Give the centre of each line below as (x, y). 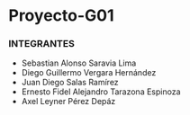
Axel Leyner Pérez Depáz (68, 102)
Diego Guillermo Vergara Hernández (89, 73)
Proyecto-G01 (61, 16)
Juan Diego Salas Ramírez (70, 83)
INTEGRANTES (42, 44)
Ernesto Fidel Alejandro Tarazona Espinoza (101, 92)
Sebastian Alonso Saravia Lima (79, 63)
